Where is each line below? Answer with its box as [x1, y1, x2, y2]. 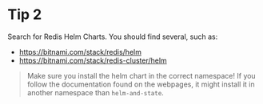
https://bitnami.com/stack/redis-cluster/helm [18, 56, 167, 65]
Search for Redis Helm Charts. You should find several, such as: [7, 32, 218, 41]
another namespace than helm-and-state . [26, 87, 165, 97]
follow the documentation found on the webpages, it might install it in [26, 79, 255, 89]
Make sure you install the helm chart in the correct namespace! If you [26, 71, 257, 80]
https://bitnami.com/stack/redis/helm [18, 47, 141, 56]
